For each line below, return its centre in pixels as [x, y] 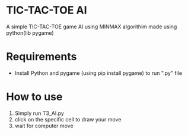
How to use [34, 97]
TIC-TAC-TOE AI [47, 10]
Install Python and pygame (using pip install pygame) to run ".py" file [98, 73]
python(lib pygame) [30, 32]
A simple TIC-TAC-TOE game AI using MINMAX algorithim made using [92, 27]
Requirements [42, 57]
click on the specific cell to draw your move [68, 119]
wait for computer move [44, 126]
